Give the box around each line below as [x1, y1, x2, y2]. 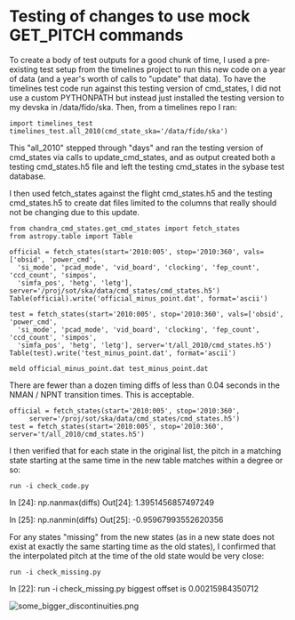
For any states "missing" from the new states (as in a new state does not [9, 531, 275, 542]
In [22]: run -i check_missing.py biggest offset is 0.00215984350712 [9, 583, 259, 593]
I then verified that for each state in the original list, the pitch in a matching [9, 445, 282, 455]
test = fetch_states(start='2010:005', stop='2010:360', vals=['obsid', [9, 310, 284, 318]
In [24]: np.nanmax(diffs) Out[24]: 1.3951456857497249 [9, 496, 215, 508]
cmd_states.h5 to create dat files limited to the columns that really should [9, 197, 277, 208]
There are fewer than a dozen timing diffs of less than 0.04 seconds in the [9, 380, 280, 391]
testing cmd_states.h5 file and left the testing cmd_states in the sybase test [9, 161, 285, 172]
